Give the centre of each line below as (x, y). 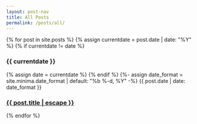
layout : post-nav (28, 12)
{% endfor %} (23, 115)
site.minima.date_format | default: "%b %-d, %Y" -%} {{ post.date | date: (96, 80)
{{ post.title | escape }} (40, 103)
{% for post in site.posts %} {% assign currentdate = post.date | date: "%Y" (99, 40)
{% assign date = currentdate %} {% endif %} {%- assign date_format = (95, 75)
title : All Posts (28, 17)
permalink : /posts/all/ (36, 23)
